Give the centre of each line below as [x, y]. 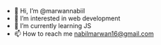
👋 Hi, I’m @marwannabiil [49, 11]
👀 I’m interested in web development [67, 18]
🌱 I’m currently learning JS [53, 26]
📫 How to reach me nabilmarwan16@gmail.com [84, 34]
